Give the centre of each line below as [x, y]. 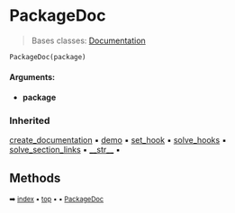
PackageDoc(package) [48, 57]
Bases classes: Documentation [88, 40]
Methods [35, 177]
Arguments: [32, 77]
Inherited [30, 120]
